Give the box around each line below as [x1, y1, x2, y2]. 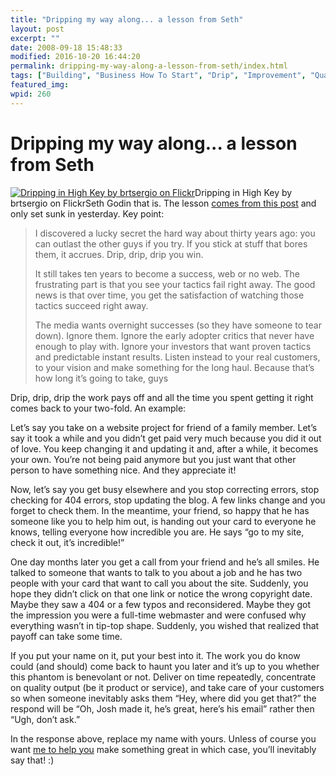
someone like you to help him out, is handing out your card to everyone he [10, 515, 317, 527]
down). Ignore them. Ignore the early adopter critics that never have [34, 329, 315, 341]
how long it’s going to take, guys [34, 372, 169, 384]
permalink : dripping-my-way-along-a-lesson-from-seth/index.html [10, 61, 288, 71]
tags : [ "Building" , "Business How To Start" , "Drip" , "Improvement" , [10, 71, 307, 81]
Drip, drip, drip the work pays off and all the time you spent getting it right [10, 391, 314, 403]
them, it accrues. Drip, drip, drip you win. [34, 248, 204, 260]
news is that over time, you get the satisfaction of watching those [34, 289, 305, 301]
